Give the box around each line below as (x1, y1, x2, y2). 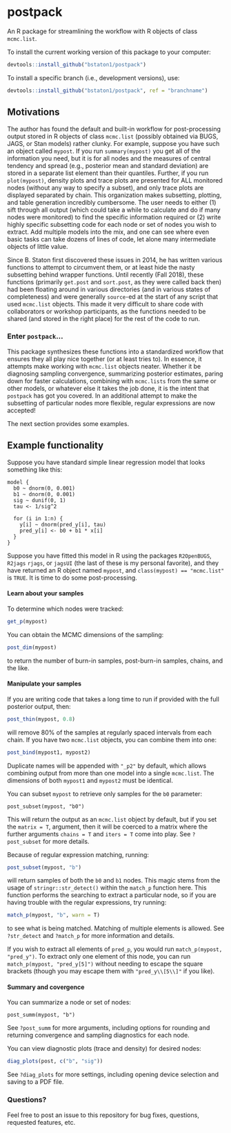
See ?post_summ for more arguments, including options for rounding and (7, 1024, 210, 1032)
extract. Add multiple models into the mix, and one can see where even (7, 228, 209, 236)
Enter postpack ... (7, 331, 63, 341)
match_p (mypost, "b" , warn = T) (7, 912, 100, 919)
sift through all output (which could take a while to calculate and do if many (7, 205, 221, 214)
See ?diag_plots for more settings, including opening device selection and (7, 1070, 219, 1079)
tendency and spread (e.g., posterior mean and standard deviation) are (7, 161, 209, 169)
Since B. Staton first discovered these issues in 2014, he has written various (7, 255, 223, 264)
